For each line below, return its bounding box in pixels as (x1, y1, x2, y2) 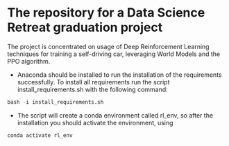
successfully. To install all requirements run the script (17, 77, 170, 86)
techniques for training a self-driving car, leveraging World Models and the (7, 50, 221, 58)
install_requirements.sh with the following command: (17, 85, 168, 93)
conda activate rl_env (7, 131, 73, 139)
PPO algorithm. (7, 57, 51, 65)
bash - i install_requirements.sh (7, 98, 104, 105)
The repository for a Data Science (7, 5, 205, 21)
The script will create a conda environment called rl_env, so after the (17, 111, 214, 119)
